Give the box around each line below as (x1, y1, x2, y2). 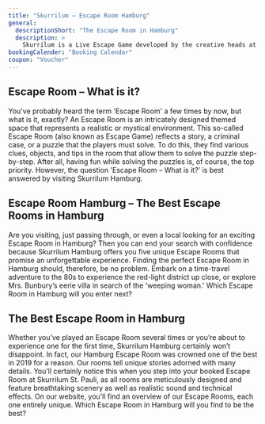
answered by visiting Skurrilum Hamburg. (8, 174, 143, 183)
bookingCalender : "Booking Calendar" (8, 48, 133, 56)
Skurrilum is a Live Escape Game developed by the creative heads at (22, 41, 257, 49)
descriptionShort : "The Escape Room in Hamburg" (15, 26, 179, 34)
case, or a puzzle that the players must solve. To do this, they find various (8, 139, 249, 149)
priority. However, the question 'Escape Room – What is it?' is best (8, 165, 224, 174)
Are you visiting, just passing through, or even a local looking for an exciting (8, 230, 256, 239)
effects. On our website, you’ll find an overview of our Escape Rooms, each (8, 392, 254, 401)
